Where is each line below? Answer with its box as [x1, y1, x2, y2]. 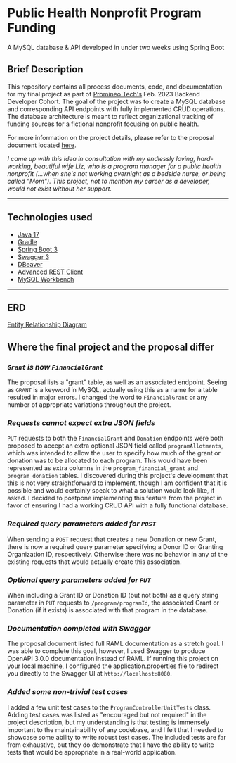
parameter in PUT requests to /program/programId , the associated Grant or [7, 598, 220, 607]
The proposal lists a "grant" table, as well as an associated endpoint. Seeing [7, 378, 228, 386]
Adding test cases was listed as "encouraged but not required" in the [7, 710, 207, 719]
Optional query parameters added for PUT [7, 575, 151, 585]
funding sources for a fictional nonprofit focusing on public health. [7, 120, 199, 128]
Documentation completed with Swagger [7, 623, 151, 633]
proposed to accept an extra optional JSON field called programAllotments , [7, 441, 223, 450]
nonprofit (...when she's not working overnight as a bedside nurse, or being [7, 169, 226, 177]
